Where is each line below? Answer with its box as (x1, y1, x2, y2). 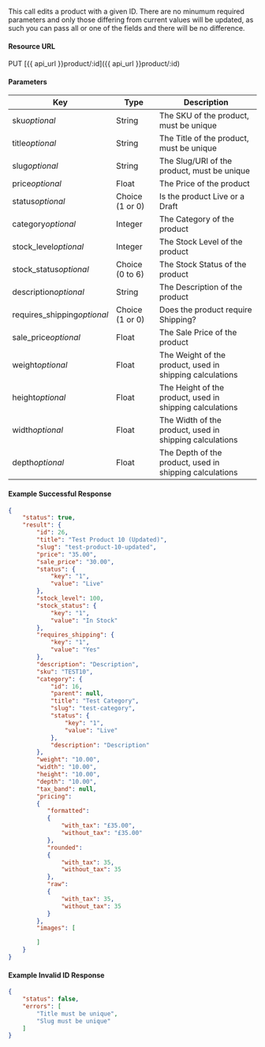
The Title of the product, (159, 133, 250, 144)
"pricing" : (36, 792, 73, 800)
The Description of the (159, 281, 243, 292)
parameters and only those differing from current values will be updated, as (8, 15, 254, 24)
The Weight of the (159, 350, 226, 361)
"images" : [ (36, 924, 77, 933)
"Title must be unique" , (36, 1009, 118, 1018)
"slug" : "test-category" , (50, 705, 136, 713)
